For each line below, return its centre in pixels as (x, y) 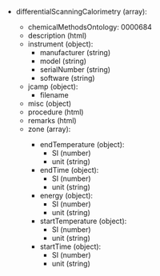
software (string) (67, 78)
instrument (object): (60, 44)
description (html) (57, 36)
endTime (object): (69, 170)
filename (54, 95)
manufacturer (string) (75, 52)
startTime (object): (70, 246)
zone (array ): (49, 129)
